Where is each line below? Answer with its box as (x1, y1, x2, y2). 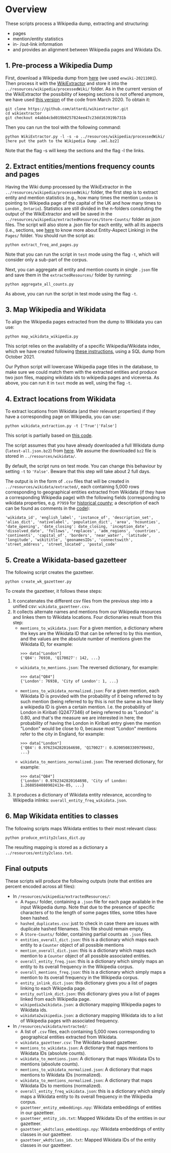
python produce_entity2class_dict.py (5, 835, 85, 840)
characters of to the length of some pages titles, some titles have (20, 909, 157, 915)
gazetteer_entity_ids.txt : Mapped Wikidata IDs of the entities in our (20, 1115, 166, 1121)
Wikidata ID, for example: (20, 641, 73, 647)
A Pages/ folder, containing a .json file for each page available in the (20, 898, 164, 904)
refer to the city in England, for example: (20, 731, 105, 737)
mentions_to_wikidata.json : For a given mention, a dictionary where (20, 625, 163, 631)
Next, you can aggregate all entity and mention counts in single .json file (5, 266, 158, 272)
